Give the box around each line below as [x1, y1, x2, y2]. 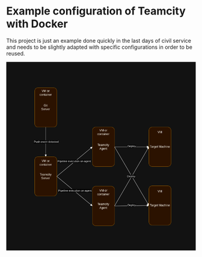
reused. [6, 49, 25, 57]
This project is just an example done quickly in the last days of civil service [6, 37, 191, 44]
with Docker [6, 17, 68, 31]
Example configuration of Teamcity [6, 4, 186, 18]
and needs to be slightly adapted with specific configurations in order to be [6, 43, 192, 51]
